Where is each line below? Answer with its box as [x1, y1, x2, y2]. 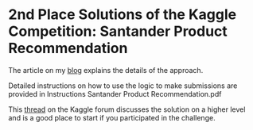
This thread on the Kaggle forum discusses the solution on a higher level [8, 105, 246, 114]
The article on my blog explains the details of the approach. [8, 65, 204, 75]
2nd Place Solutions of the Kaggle [8, 6, 237, 24]
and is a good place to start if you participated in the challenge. [8, 113, 216, 122]
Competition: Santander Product [8, 22, 228, 40]
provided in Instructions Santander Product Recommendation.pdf [8, 89, 222, 98]
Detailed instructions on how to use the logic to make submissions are [8, 81, 238, 90]
